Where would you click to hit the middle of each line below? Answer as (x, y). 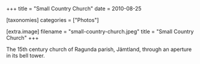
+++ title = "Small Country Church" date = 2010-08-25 (74, 9)
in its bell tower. (26, 55)
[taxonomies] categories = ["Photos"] (53, 20)
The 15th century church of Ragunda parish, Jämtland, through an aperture (99, 49)
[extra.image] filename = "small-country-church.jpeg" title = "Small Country (100, 31)
